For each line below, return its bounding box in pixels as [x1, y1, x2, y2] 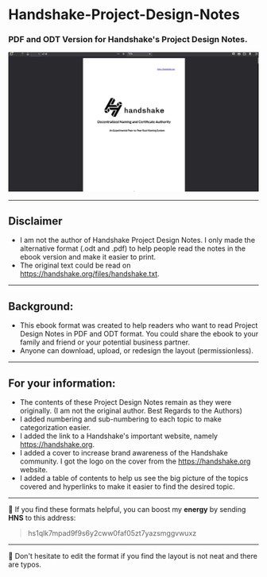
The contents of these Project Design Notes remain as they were [19, 397, 232, 406]
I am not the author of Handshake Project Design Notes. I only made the [19, 236, 256, 245]
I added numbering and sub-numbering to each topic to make [19, 414, 222, 424]
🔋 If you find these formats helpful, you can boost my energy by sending [8, 504, 246, 514]
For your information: [8, 376, 116, 390]
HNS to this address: [8, 513, 76, 522]
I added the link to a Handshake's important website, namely [19, 431, 219, 440]
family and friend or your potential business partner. [19, 337, 191, 347]
